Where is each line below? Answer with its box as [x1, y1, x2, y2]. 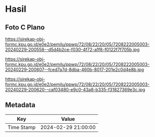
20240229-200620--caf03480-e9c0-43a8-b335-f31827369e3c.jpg [5, 87, 146, 92]
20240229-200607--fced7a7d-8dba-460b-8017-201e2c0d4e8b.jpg [5, 67, 144, 72]
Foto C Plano [5, 23, 45, 32]
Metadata [5, 101, 36, 109]
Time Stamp [7, 124, 36, 131]
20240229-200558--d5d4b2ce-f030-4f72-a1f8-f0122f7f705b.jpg [5, 47, 140, 52]
